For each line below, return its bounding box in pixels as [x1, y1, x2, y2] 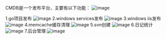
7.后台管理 [25, 28, 46, 34]
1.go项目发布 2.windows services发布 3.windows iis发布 [5, 15, 161, 21]
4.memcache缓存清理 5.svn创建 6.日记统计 [25, 22, 153, 27]
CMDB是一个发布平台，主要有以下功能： [5, 5, 91, 10]
